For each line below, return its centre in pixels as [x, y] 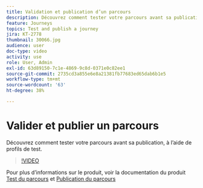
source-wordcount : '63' [36, 85]
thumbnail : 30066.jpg [34, 40]
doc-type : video [27, 51]
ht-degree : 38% [25, 91]
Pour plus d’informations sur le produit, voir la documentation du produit [96, 172]
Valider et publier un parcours [82, 126]
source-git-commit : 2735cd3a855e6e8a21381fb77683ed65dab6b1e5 [86, 74]
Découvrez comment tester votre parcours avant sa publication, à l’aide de [99, 142]
